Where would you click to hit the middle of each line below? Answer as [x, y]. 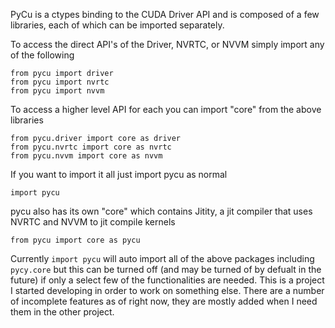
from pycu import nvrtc [60, 82]
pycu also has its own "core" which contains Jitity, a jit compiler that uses [161, 211]
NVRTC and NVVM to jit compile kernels [93, 222]
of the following [42, 55]
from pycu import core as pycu [75, 240]
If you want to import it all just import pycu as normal [119, 174]
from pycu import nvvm [57, 91]
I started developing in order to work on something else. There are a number [167, 290]
